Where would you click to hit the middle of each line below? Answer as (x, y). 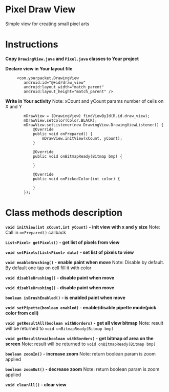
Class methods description (64, 213)
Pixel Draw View (40, 10)
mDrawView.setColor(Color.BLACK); (60, 120)
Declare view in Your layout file (39, 68)
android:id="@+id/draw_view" (55, 82)
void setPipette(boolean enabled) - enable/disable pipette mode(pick (81, 307)
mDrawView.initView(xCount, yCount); (82, 138)
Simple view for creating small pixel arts (47, 24)
